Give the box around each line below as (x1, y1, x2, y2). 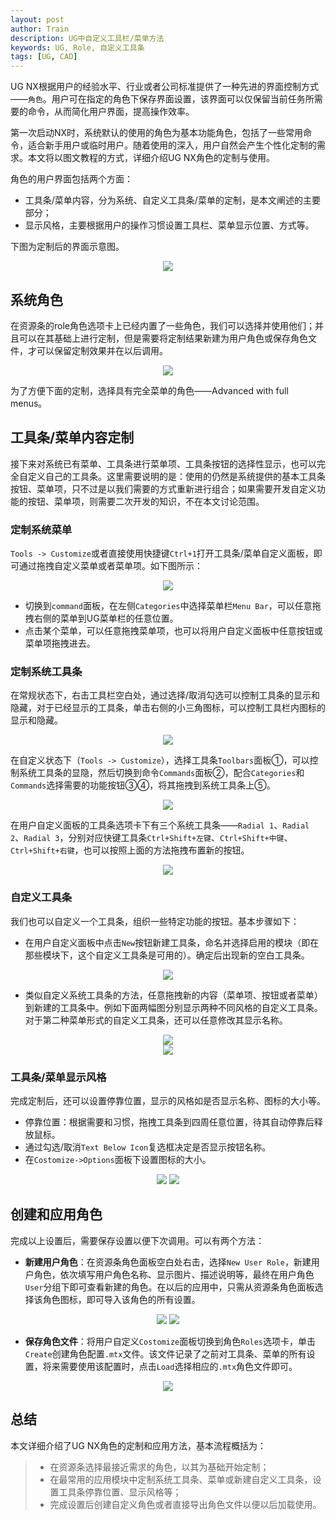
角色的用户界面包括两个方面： (10, 173, 133, 185)
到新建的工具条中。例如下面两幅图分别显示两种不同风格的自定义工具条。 (24, 1001, 323, 1013)
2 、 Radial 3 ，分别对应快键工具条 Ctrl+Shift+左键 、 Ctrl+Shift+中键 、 (10, 832, 293, 844)
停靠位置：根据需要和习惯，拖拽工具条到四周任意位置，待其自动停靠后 (24, 1116, 315, 1128)
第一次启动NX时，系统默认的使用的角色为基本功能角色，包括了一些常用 (10, 127, 304, 139)
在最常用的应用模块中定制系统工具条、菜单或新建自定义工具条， (49, 1473, 313, 1485)
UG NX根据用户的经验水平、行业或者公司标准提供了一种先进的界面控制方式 (10, 81, 319, 93)
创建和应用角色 (10, 1206, 103, 1223)
